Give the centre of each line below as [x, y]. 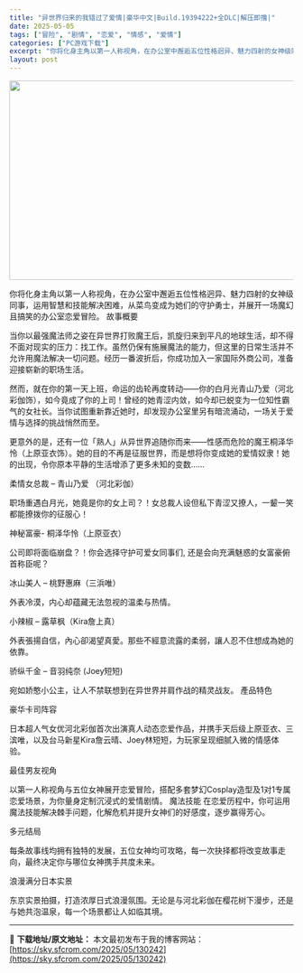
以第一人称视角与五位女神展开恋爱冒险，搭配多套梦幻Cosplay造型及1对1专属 [150, 790]
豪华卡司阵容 [33, 709]
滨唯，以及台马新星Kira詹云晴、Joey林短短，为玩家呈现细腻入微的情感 [141, 740]
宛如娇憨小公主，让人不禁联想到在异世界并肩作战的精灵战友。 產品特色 [141, 690]
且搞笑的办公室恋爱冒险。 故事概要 [73, 316]
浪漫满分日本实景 [41, 881]
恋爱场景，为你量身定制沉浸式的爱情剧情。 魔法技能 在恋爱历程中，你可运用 [150, 801]
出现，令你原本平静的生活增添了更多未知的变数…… [111, 464]
